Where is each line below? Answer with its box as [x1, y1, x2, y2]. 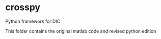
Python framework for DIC [5, 18, 61, 24]
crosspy [5, 2, 41, 13]
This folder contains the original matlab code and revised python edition [5, 28, 156, 34]
